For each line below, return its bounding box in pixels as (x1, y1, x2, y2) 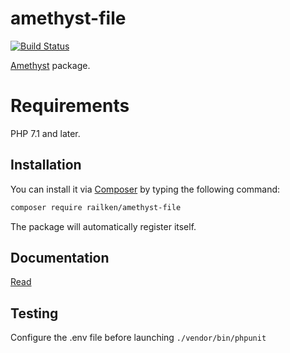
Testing (10, 305, 59, 322)
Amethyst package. (10, 59, 91, 71)
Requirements (10, 95, 130, 117)
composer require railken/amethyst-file (10, 202, 182, 212)
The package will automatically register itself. (10, 220, 197, 232)
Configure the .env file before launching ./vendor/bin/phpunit (10, 332, 267, 344)
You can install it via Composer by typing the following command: (10, 183, 281, 195)
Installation (10, 157, 82, 174)
